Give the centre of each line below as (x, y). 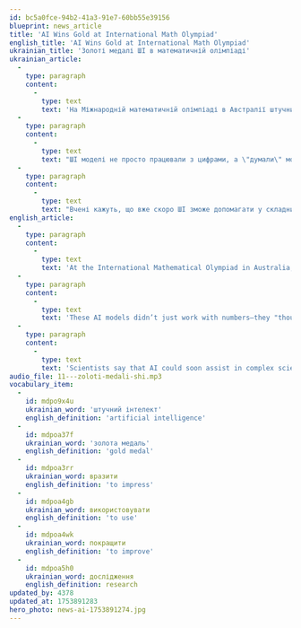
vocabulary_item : (42, 385)
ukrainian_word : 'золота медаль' (88, 443)
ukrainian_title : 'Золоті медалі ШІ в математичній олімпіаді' (130, 51)
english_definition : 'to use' (82, 518)
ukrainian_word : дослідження (80, 576)
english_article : (42, 218)
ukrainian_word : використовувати (88, 510)
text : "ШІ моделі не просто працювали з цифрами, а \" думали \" (162, 159)
